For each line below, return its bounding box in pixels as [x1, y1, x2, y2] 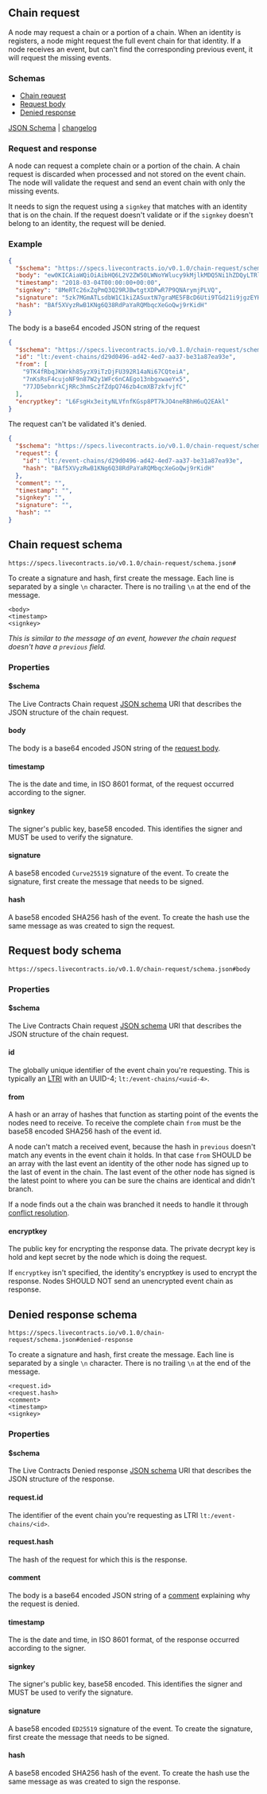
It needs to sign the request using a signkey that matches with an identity [8, 202, 248, 212]
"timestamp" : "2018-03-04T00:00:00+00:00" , [15, 279, 161, 287]
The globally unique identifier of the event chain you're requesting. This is [8, 1066, 250, 1075]
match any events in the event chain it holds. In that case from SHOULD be [8, 1150, 252, 1160]
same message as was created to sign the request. [8, 921, 176, 930]
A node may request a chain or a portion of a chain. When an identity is [8, 27, 242, 37]
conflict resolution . [8, 1208, 70, 1218]
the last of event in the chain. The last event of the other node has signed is [8, 1168, 256, 1177]
